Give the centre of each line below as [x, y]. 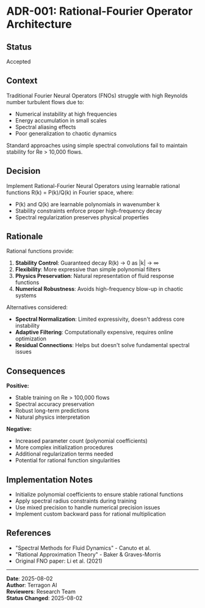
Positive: [18, 386]
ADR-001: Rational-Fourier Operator [100, 11]
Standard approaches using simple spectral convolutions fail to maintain [97, 145]
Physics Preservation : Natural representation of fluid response [95, 276]
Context [22, 81]
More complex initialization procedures [64, 448]
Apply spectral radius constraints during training [76, 501]
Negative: [19, 429]
